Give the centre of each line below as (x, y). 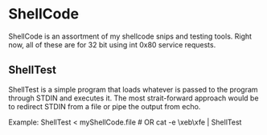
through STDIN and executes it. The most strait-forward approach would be (133, 98)
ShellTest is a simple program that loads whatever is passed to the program (133, 89)
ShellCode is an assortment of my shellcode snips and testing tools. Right (130, 36)
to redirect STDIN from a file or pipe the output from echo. (105, 106)
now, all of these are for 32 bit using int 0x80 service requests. (112, 44)
